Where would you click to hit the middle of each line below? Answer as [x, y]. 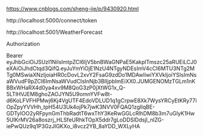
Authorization [23, 44]
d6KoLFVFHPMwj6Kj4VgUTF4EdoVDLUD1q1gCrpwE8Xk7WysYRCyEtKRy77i [101, 100]
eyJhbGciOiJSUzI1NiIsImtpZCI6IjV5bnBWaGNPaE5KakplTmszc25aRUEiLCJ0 [101, 62]
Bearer [15, 56]
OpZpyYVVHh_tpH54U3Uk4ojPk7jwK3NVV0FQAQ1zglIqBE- [81, 107]
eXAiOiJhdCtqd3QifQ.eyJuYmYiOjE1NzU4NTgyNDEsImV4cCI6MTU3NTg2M [101, 68]
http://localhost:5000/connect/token [52, 20]
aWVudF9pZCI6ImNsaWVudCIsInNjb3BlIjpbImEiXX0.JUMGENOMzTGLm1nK [101, 81]
